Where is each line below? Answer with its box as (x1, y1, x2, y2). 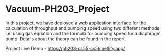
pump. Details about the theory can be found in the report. (5, 36, 126, 42)
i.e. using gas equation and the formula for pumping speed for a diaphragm (5, 30, 161, 36)
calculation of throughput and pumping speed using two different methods (5, 25, 160, 31)
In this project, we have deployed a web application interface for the (5, 20, 146, 26)
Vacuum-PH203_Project (5, 3, 110, 15)
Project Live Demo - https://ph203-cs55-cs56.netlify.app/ (5, 45, 125, 51)
